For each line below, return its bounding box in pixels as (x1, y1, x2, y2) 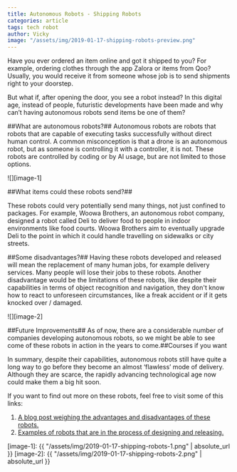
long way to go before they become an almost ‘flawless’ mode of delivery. (7, 363, 224, 371)
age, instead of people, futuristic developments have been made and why (7, 101, 223, 109)
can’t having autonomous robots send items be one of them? (7, 108, 186, 117)
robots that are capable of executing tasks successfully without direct (7, 130, 212, 138)
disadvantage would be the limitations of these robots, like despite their (7, 276, 217, 284)
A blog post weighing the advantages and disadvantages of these (17, 413, 211, 421)
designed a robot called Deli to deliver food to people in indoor (7, 217, 191, 225)
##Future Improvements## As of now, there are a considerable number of (7, 326, 224, 335)
